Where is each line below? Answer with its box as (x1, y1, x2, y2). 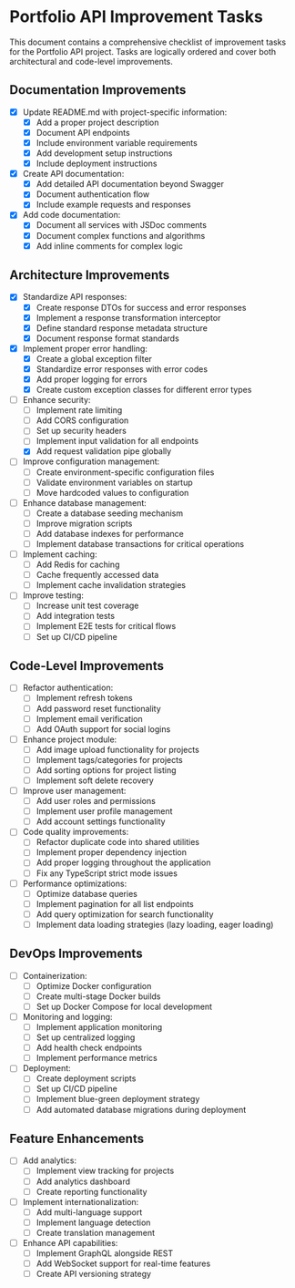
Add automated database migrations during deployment (36, 1104, 247, 1115)
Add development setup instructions (36, 148, 173, 159)
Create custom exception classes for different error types (36, 385, 252, 395)
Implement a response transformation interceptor (36, 312, 221, 323)
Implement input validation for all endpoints (36, 436, 198, 447)
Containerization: (22, 970, 88, 981)
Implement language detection (36, 1217, 151, 1228)
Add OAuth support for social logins (36, 723, 171, 735)
